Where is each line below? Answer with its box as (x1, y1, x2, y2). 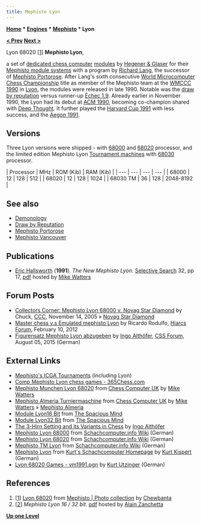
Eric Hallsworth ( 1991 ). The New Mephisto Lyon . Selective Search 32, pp (14, 267, 194, 274)
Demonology (14, 215, 47, 222)
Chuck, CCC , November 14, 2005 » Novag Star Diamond (14, 313, 155, 320)
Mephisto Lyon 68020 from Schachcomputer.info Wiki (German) (14, 435, 174, 442)
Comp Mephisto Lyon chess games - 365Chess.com (14, 378, 145, 385)
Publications (6, 251, 55, 261)
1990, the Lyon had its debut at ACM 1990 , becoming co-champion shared (6, 98, 190, 105)
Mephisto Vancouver (14, 234, 67, 241)
